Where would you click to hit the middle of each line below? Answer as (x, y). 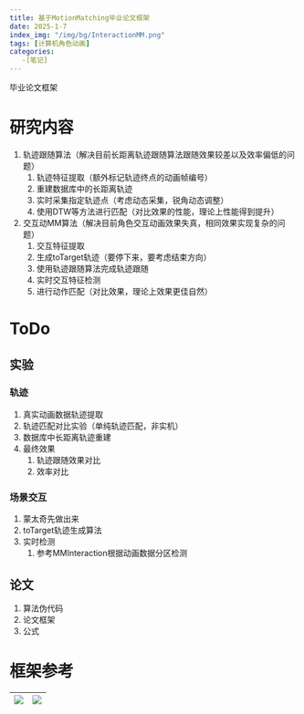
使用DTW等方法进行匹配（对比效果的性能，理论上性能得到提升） (158, 212)
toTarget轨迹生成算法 (62, 531)
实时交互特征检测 (68, 280)
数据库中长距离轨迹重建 (67, 437)
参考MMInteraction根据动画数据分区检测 (112, 554)
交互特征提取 (60, 245)
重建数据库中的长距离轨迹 (84, 189)
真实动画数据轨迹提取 (63, 414)
